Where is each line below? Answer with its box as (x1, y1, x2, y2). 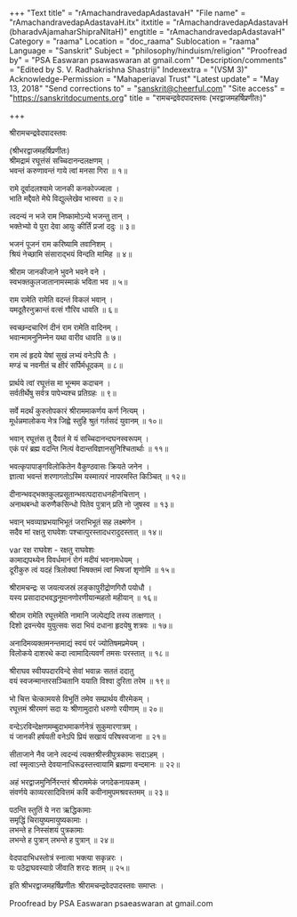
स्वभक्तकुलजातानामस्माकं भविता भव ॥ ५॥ (9, 277, 128, 287)
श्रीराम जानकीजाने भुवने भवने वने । (9, 267, 107, 277)
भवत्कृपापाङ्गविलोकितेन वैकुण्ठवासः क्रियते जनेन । (9, 462, 150, 471)
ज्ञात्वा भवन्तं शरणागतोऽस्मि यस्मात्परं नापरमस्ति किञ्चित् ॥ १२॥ (9, 471, 186, 481)
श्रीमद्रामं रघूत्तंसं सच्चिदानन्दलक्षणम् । (9, 156, 110, 165)
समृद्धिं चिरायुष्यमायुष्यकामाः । (9, 815, 89, 825)
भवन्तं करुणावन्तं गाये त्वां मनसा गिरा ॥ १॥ (9, 165, 128, 176)
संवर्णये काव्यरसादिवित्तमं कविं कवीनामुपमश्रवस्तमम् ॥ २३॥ (9, 787, 169, 797)
